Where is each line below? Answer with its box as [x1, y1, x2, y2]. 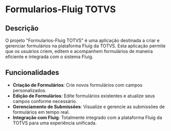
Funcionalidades [5, 68, 60, 77]
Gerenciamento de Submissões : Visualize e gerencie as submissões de [12, 103, 165, 110]
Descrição [5, 24, 39, 33]
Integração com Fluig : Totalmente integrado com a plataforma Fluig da [12, 114, 162, 120]
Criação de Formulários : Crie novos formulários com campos [12, 82, 143, 88]
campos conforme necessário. [12, 98, 78, 104]
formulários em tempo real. [12, 109, 70, 115]
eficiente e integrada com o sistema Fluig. [5, 54, 93, 60]
